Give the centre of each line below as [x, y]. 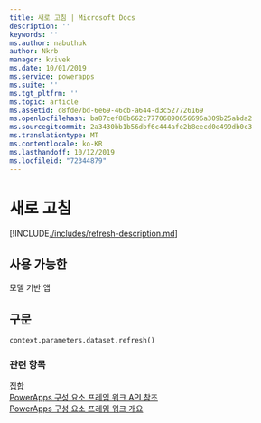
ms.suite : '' [34, 85]
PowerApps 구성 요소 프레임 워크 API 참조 [84, 398]
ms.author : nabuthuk [48, 43]
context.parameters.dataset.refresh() [82, 341]
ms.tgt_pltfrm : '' [44, 93]
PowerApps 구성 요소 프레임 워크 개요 [76, 409]
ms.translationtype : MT [54, 136]
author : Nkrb [34, 52]
